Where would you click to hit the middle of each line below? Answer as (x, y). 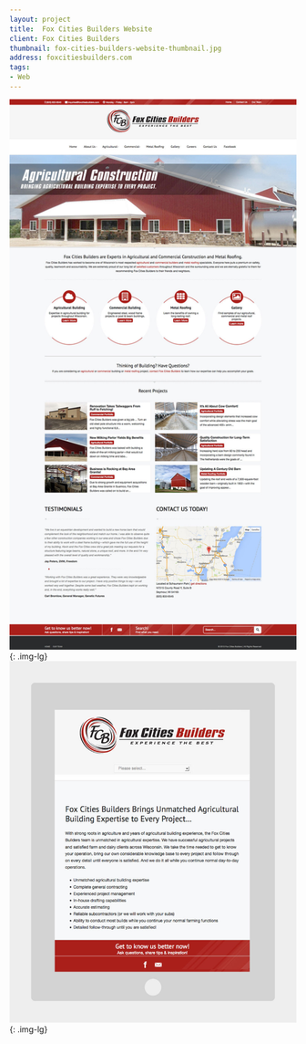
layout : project (40, 19)
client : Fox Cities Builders (65, 38)
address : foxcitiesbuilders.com (71, 58)
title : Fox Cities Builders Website (81, 29)
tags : (20, 68)
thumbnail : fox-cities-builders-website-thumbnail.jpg (116, 48)
